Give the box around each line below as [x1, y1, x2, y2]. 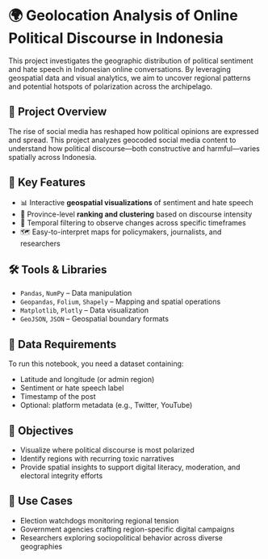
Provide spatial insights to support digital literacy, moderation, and [19, 462, 241, 472]
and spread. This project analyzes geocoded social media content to [8, 135, 237, 145]
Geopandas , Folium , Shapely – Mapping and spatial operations [19, 296, 221, 307]
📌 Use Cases [8, 494, 73, 508]
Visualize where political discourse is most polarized [19, 445, 195, 455]
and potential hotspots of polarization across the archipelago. [8, 82, 213, 91]
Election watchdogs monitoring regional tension [19, 515, 179, 525]
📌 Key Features [8, 175, 86, 190]
